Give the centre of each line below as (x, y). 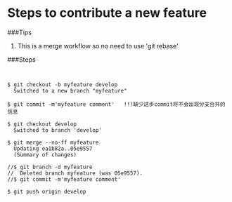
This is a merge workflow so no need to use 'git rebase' (98, 46)
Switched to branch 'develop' (58, 130)
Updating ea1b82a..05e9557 (53, 149)
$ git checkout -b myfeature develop (63, 85)
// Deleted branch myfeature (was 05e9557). (75, 173)
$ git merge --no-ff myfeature (53, 142)
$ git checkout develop (42, 124)
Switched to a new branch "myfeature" (71, 90)
